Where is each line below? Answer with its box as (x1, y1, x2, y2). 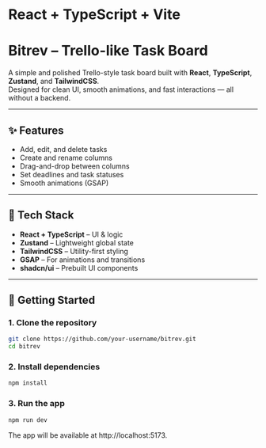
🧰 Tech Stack (8, 208, 74, 222)
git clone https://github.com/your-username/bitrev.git (8, 335, 196, 344)
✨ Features (8, 123, 64, 137)
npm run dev (8, 416, 47, 424)
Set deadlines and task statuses (19, 169, 124, 179)
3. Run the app (8, 398, 65, 409)
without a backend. (8, 93, 71, 103)
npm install (8, 379, 47, 387)
